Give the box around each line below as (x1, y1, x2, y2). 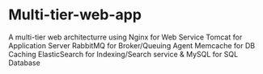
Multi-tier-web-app (8, 6, 142, 24)
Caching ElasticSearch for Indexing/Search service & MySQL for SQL (8, 49, 239, 59)
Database (8, 58, 40, 68)
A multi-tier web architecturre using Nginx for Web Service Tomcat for (8, 32, 243, 42)
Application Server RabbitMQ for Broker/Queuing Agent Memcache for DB (8, 40, 256, 50)
